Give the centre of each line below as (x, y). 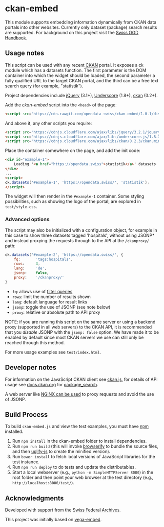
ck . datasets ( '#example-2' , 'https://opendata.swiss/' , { (64, 255)
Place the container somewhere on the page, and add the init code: (73, 151)
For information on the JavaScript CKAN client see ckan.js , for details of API (81, 379)
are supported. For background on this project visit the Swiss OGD (72, 32)
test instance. (26, 462)
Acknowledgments (35, 498)
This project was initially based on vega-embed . (53, 520)
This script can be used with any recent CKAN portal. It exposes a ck (74, 65)
